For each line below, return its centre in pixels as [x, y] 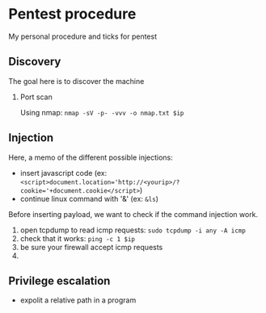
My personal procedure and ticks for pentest [83, 36]
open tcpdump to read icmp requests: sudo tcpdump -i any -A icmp [133, 230]
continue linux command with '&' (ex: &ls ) [89, 198]
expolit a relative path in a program [78, 300]
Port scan [36, 97]
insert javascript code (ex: [63, 173]
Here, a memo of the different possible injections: [91, 157]
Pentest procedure [72, 14]
